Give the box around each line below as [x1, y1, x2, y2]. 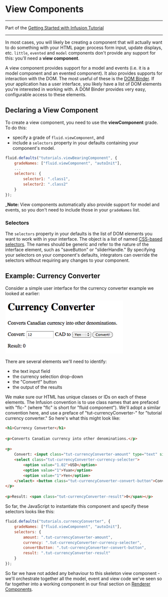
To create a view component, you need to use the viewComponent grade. [5, 119, 158, 125]
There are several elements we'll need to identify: [5, 358, 107, 364]
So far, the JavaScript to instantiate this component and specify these [5, 503, 149, 509]
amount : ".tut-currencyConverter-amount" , [23, 535, 113, 540]
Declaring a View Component [5, 106, 98, 115]
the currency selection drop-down [12, 373, 83, 379]
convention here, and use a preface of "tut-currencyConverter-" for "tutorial [5, 410, 162, 416]
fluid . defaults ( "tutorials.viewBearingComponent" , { [5, 155, 117, 160]
